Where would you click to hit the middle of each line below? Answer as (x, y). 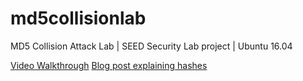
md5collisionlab (78, 18)
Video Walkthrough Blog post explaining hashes (109, 65)
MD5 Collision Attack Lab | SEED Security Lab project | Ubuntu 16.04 (151, 46)
